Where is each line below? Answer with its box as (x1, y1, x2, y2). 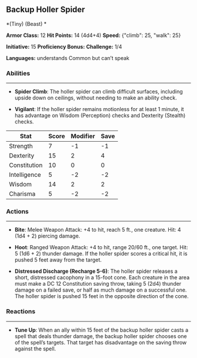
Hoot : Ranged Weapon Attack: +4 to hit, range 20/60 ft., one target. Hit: (14, 244, 188, 251)
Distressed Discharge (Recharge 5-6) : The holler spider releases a (14, 267, 178, 275)
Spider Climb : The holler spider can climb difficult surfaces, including (14, 88, 183, 95)
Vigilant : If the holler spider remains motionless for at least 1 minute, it (14, 106, 184, 113)
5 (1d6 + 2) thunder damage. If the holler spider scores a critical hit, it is (14, 250, 188, 257)
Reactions (6, 307, 36, 316)
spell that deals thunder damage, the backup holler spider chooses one (14, 332, 187, 340)
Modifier (70, 132, 96, 140)
